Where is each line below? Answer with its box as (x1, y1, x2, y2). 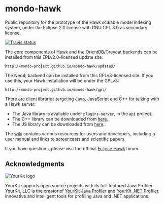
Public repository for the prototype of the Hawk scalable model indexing (5, 19, 152, 25)
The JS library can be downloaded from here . (12, 121, 105, 127)
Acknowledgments (5, 160, 65, 168)
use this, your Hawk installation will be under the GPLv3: (5, 78, 119, 83)
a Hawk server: (5, 101, 36, 107)
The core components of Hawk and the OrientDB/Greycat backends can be (5, 49, 158, 55)
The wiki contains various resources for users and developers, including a (5, 130, 155, 136)
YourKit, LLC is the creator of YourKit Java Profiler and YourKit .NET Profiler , (5, 188, 160, 194)
